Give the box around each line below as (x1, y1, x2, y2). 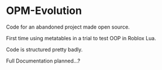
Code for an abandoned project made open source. (6, 23, 130, 30)
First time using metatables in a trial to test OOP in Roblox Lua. (6, 34, 156, 41)
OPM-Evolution (6, 4, 82, 17)
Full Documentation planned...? (6, 57, 81, 64)
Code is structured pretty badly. (6, 45, 83, 53)
